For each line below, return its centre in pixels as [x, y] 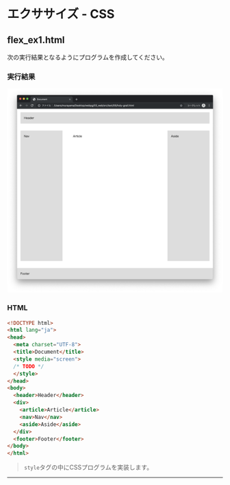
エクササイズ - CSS [61, 14]
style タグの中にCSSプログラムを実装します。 [88, 467]
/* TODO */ [29, 366]
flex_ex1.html [36, 40]
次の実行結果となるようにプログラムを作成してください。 [88, 57]
